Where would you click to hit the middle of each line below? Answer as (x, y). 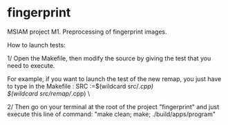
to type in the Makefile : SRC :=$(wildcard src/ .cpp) (80, 86)
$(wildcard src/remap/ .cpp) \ (49, 93)
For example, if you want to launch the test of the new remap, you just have (114, 79)
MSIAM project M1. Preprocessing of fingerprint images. (87, 32)
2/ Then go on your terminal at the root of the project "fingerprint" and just (113, 106)
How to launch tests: (36, 45)
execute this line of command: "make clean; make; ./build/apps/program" (112, 114)
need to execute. (31, 65)
